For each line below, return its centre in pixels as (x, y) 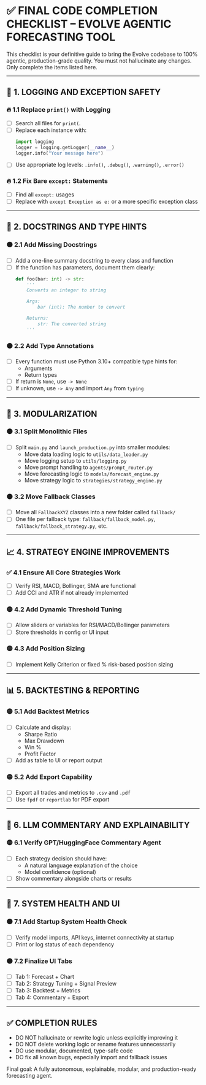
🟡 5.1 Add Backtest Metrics (48, 711)
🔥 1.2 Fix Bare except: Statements (57, 181)
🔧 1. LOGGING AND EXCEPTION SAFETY (84, 92)
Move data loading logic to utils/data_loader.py (86, 454)
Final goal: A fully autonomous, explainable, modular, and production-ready (101, 1069)
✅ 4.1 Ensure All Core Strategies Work (63, 573)
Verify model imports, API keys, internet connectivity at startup (94, 937)
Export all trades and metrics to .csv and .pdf (73, 793)
